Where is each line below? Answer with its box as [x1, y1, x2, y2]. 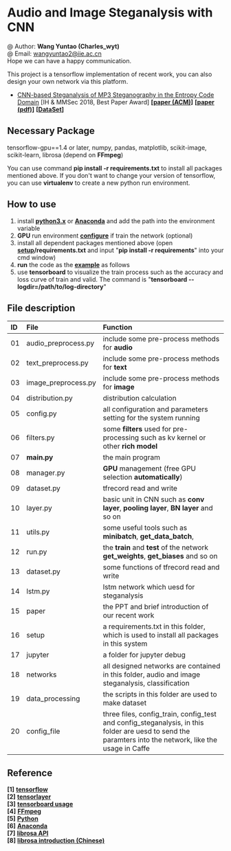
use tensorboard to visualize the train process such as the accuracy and [16, 268, 223, 276]
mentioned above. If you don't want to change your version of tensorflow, [7, 171, 216, 179]
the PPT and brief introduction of [102, 602, 209, 612]
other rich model [102, 442, 158, 451]
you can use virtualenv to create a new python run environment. [7, 179, 190, 187]
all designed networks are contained [102, 661, 221, 671]
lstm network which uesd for [102, 582, 195, 592]
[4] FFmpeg [7, 807, 41, 815]
